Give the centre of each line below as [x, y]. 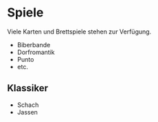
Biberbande [34, 45]
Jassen [27, 112]
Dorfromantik [36, 52]
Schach [28, 105]
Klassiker [27, 88]
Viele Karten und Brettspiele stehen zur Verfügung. [79, 32]
